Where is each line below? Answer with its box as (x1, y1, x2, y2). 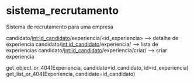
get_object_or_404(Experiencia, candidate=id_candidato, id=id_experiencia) (6, 64, 189, 71)
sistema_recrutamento (6, 4, 119, 17)
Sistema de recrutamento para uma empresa (6, 23, 114, 30)
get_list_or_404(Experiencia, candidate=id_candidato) (6, 70, 136, 77)
